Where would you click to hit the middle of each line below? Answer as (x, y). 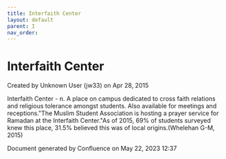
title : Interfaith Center (44, 13)
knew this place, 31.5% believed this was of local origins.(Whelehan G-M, (111, 128)
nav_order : (23, 33)
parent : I (21, 26)
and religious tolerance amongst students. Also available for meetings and (112, 106)
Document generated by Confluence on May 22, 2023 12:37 (92, 149)
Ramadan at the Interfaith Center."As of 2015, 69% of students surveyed (109, 121)
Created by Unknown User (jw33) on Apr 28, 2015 (78, 86)
